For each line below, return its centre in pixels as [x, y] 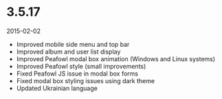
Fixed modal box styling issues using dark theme [86, 80]
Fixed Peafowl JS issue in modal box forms [77, 74]
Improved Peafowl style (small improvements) [81, 66]
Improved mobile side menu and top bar [73, 44]
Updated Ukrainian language [57, 88]
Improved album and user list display [68, 52]
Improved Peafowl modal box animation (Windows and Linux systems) [116, 58]
